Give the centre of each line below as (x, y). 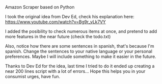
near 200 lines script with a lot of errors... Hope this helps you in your (75, 71)
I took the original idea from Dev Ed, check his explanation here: (70, 16)
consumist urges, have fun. (33, 76)
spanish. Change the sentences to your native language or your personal (79, 51)
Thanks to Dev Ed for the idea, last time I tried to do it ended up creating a (80, 66)
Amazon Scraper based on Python (40, 7)
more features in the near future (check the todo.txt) (58, 37)
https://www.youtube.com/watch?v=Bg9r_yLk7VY (55, 22)
